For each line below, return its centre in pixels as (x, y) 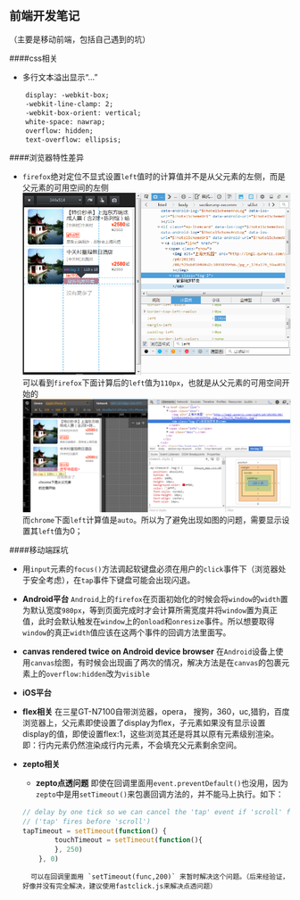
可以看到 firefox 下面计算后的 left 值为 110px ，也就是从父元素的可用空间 (152, 383)
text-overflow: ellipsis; (74, 140)
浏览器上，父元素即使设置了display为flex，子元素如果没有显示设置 (144, 722)
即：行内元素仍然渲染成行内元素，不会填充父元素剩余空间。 (132, 745)
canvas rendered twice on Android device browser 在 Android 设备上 (149, 651)
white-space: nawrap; (65, 122)
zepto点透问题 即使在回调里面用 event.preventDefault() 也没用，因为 (162, 782)
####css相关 (33, 58)
